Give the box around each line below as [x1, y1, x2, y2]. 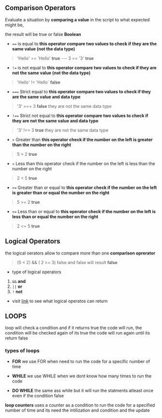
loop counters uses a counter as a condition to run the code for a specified [5, 402, 155, 408]
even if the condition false [12, 393, 64, 399]
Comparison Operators [5, 4, 76, 12]
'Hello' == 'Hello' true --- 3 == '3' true [16, 55, 94, 61]
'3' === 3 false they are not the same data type [16, 103, 112, 109]
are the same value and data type [12, 94, 81, 100]
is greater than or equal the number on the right [12, 189, 110, 196]
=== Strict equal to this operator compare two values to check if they [12, 88, 151, 94]
